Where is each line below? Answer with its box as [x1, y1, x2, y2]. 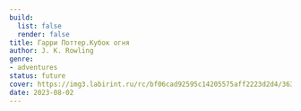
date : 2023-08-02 [9, 88, 74, 97]
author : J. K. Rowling [9, 47, 94, 55]
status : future [9, 72, 66, 81]
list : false [17, 21, 63, 30]
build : [9, 13, 34, 22]
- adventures [9, 64, 58, 73]
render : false [17, 30, 70, 38]
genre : [9, 55, 34, 64]
